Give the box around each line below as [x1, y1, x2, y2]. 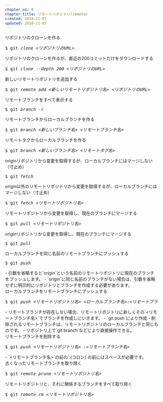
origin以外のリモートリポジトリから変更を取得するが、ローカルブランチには [5, 183, 157, 189]
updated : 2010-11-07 [5, 20, 47, 26]
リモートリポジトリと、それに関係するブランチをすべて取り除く [5, 381, 132, 387]
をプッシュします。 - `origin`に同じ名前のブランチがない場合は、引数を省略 [5, 276, 156, 282]
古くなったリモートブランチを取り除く [5, 361, 82, 366]
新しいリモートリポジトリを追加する [5, 76, 78, 82]
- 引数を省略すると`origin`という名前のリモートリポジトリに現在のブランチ [5, 270, 155, 276]
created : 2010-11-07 [5, 16, 47, 21]
